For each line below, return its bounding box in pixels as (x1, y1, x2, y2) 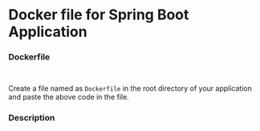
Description (8, 113, 55, 124)
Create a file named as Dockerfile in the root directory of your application (8, 84, 253, 93)
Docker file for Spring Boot (8, 6, 189, 24)
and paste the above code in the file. (8, 92, 130, 102)
